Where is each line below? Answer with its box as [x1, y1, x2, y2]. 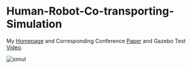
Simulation [6, 17, 62, 31]
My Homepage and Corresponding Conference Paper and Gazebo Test [6, 37, 186, 44]
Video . [6, 44, 23, 51]
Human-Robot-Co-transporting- [6, 4, 174, 18]
